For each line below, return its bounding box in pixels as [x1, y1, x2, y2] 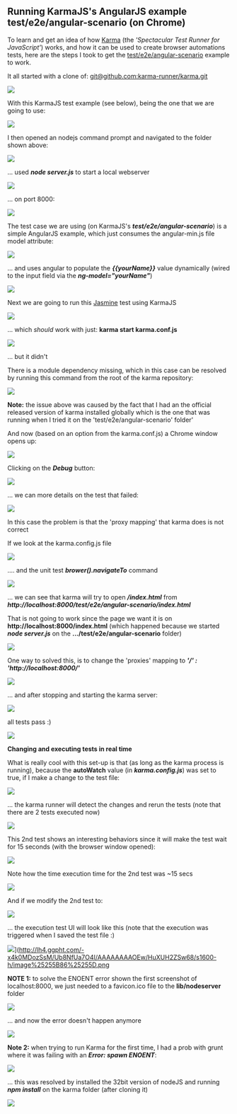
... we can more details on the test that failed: [7, 490, 139, 499]
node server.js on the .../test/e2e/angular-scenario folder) [7, 629, 182, 638]
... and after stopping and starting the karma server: [7, 690, 158, 699]
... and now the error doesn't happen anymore [7, 1016, 141, 1025]
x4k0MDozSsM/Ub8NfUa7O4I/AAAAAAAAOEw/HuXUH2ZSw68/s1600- [7, 953, 217, 961]
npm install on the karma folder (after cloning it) [7, 1085, 149, 1093]
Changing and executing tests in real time [7, 745, 132, 753]
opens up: [7, 437, 37, 445]
